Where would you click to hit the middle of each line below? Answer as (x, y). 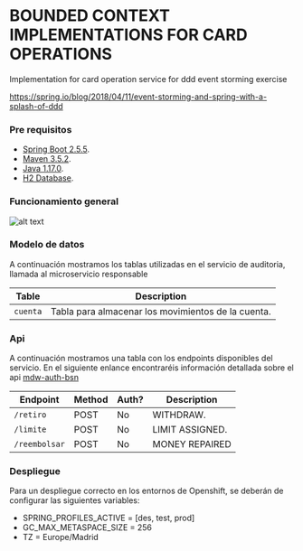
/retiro (30, 415)
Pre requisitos (41, 129)
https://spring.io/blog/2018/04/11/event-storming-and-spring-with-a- (138, 97)
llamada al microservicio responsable (79, 274)
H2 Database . (48, 178)
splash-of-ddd (36, 106)
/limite (30, 430)
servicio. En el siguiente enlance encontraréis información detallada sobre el (151, 368)
